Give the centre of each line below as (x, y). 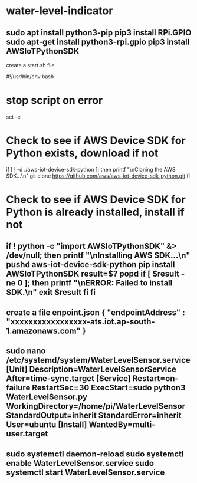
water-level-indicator (60, 11)
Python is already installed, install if (95, 212)
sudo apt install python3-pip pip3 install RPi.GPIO (99, 33)
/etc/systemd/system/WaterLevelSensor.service (98, 360)
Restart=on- (155, 379)
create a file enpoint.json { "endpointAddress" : (96, 312)
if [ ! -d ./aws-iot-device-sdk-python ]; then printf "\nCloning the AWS (91, 169)
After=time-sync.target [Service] (68, 379)
